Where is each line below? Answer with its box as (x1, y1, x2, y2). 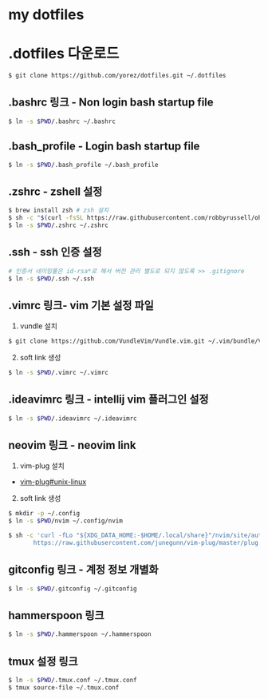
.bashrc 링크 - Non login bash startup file (8, 96, 214, 109)
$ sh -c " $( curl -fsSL (8, 214, 84, 222)
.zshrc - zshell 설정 (8, 185, 103, 198)
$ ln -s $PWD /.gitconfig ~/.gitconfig (8, 585, 137, 593)
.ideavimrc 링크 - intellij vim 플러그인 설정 (8, 393, 209, 407)
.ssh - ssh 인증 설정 (8, 245, 102, 259)
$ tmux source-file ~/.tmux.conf (8, 684, 120, 692)
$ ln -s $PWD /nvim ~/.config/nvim (8, 517, 124, 525)
